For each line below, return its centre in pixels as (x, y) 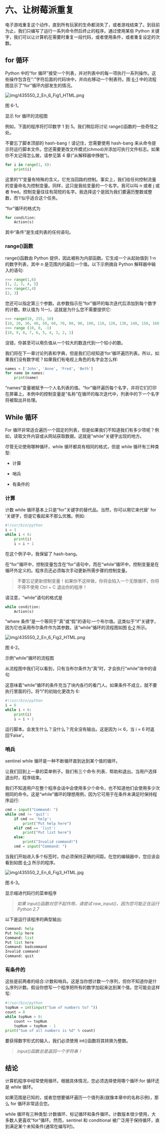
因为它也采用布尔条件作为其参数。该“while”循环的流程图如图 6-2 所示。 (77, 628)
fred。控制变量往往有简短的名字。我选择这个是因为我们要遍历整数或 (79, 192)
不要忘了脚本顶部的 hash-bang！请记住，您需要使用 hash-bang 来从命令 (79, 143)
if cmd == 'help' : (33, 819)
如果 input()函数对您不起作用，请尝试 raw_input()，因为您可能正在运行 (88, 903)
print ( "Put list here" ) (47, 833)
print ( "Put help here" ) (47, 823)
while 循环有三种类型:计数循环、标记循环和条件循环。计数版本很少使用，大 (81, 1114)
